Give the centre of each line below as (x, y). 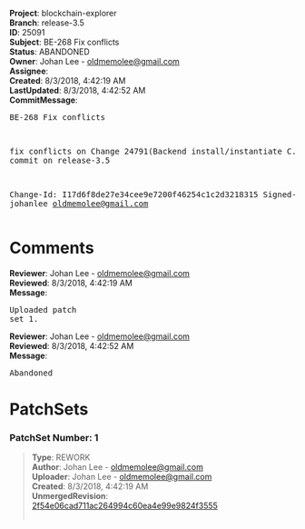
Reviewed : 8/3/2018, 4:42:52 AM (72, 345)
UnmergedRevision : (70, 496)
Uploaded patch (43, 309)
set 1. (24, 319)
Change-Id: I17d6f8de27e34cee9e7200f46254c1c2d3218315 (134, 195)
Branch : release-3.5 (47, 23)
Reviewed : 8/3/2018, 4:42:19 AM (71, 283)
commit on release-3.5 (60, 160)
